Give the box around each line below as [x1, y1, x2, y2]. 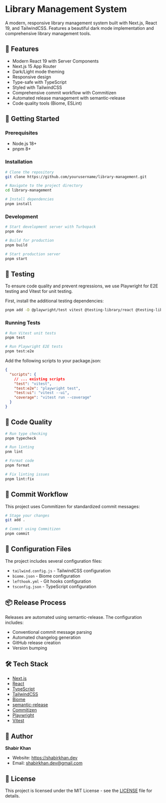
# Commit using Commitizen [5, 527, 61, 532]
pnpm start [5, 256, 28, 261]
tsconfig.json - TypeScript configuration [12, 583, 96, 589]
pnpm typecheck [5, 436, 37, 441]
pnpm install [5, 201, 32, 206]
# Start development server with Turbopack [5, 224, 96, 229]
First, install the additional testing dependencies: [5, 298, 104, 304]
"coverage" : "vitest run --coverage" [14, 395, 92, 400]
